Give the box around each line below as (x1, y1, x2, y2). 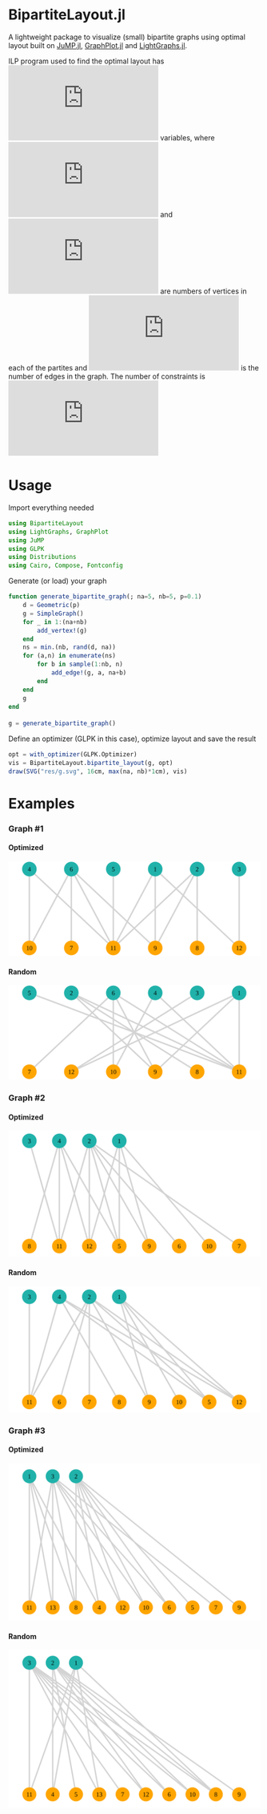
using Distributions (8, 553, 78, 561)
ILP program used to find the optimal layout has (8, 56, 165, 66)
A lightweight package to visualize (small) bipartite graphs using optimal (8, 32, 246, 42)
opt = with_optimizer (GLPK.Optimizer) (8, 751, 137, 759)
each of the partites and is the (8, 362, 260, 372)
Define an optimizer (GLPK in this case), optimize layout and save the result (8, 734, 257, 743)
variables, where (159, 132, 215, 142)
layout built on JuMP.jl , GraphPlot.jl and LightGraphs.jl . (8, 40, 188, 50)
